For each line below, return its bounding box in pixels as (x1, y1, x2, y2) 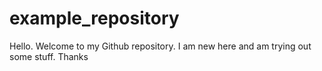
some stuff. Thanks (9, 50, 89, 62)
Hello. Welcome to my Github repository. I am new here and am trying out (9, 40, 312, 52)
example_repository (9, 7, 180, 30)
